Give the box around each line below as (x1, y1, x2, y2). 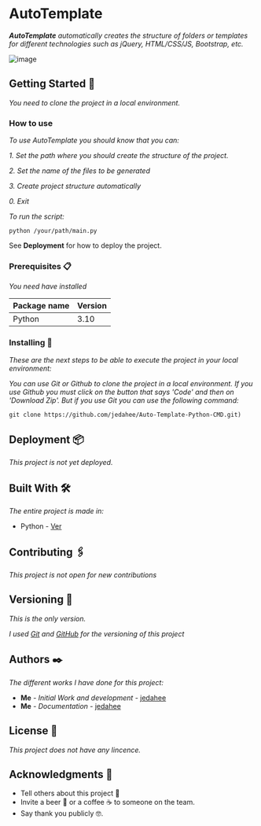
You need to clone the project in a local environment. (9, 98, 180, 107)
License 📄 (9, 725, 58, 738)
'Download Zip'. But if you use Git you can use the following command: (9, 395, 239, 405)
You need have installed (9, 282, 87, 291)
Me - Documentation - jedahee (20, 701, 121, 710)
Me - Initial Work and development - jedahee (20, 693, 167, 702)
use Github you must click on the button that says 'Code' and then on (9, 387, 234, 396)
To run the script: (9, 212, 65, 221)
